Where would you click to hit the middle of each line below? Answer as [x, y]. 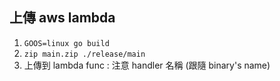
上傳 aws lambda [62, 18]
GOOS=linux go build [66, 43]
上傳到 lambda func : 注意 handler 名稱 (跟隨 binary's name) [147, 65]
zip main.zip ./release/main [84, 54]
